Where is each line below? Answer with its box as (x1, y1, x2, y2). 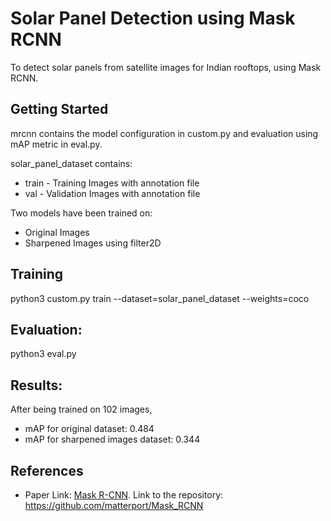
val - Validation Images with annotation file (24, 187, 201, 199)
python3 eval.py (10, 348, 77, 360)
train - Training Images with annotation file (24, 177, 200, 189)
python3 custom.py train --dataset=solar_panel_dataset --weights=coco (10, 292, 310, 304)
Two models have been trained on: (10, 207, 153, 219)
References (10, 462, 84, 479)
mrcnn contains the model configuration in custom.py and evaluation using (10, 127, 319, 139)
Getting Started (10, 101, 109, 118)
